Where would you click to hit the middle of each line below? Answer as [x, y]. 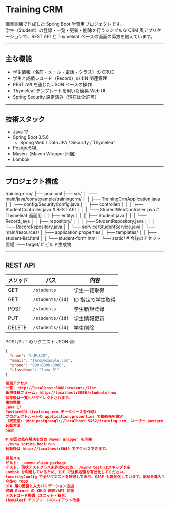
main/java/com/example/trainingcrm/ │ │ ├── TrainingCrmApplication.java [83, 199]
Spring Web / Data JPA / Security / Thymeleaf [67, 142]
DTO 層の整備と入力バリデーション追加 [40, 486]
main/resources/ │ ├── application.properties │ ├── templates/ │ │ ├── [81, 232]
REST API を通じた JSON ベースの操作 [52, 84]
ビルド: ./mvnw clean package [36, 463]
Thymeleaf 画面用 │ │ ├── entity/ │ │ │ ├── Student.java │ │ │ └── [76, 216]
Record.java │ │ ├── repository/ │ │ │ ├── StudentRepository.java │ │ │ [80, 221]
